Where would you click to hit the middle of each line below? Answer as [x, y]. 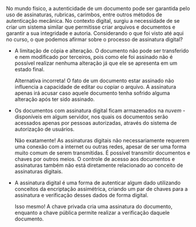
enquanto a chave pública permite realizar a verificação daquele [92, 213]
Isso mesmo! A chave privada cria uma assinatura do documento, [93, 206]
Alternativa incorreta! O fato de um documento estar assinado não [94, 81]
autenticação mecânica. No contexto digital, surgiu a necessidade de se [93, 21]
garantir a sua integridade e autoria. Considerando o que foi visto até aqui [95, 33]
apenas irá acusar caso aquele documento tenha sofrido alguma [92, 93]
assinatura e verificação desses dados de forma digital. [81, 195]
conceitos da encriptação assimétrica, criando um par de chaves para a [101, 189]
